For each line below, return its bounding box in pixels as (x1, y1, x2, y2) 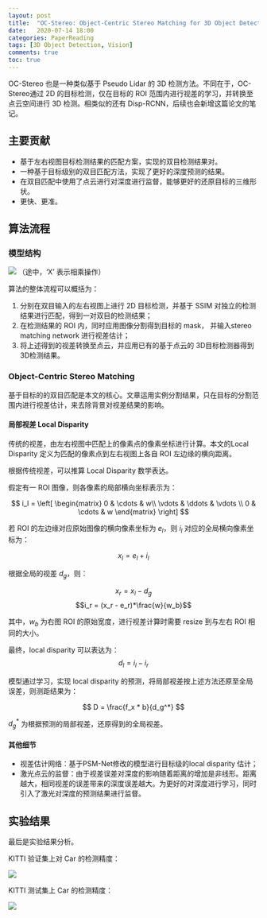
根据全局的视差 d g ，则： (8, 569, 88, 580)
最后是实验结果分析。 (8, 837, 78, 846)
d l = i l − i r (118, 657, 149, 669)
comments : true (8, 48, 59, 56)
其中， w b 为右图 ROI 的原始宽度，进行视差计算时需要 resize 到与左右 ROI (8, 617, 246, 628)
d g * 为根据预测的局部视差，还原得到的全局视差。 (8, 717, 168, 730)
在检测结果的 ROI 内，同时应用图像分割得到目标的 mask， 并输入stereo (19, 321, 252, 331)
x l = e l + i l (118, 550, 149, 562)
